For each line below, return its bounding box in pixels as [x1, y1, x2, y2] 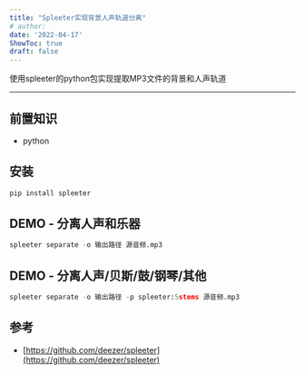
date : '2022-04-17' [9, 30, 84, 39]
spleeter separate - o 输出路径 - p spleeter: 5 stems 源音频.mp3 [9, 292, 241, 302]
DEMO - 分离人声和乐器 [9, 216, 141, 231]
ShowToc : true [9, 38, 64, 48]
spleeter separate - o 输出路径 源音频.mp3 [9, 241, 163, 250]
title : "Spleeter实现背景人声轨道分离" [9, 13, 147, 23]
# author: [9, 22, 47, 31]
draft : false [9, 47, 59, 56]
